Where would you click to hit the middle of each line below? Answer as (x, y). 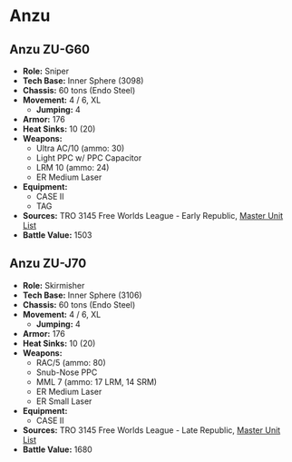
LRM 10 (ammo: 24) (73, 167)
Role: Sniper (46, 71)
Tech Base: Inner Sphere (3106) (82, 295)
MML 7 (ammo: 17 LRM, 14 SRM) (96, 381)
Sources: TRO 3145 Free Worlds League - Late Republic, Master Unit (151, 430)
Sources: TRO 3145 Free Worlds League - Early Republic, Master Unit (153, 216)
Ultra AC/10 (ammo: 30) (80, 148)
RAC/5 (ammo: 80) (71, 362)
